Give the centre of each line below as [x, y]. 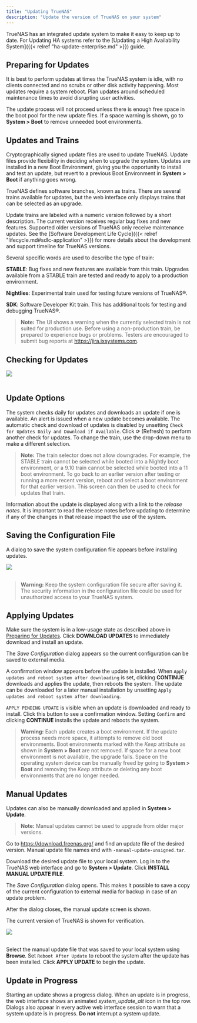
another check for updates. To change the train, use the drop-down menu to [98, 438]
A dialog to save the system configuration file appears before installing [92, 550]
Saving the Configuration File [61, 535]
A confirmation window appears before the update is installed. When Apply [96, 671]
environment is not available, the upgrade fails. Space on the [94, 757]
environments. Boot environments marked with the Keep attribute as [103, 744]
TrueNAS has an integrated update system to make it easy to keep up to [93, 34]
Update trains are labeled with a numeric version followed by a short [89, 215]
